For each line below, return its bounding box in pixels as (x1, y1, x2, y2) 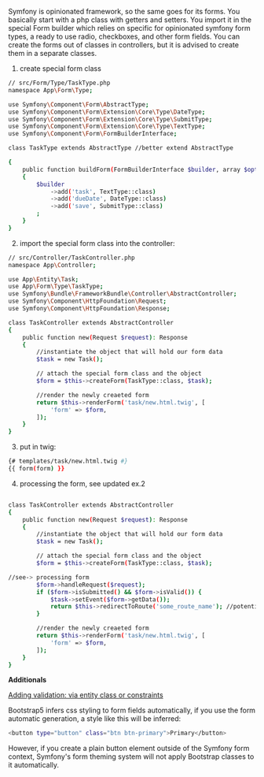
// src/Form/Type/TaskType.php (8, 79, 111, 87)
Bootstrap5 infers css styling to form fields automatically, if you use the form (8, 705, 256, 716)
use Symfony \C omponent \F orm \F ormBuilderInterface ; (8, 130, 178, 138)
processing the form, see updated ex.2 (19, 478, 145, 488)
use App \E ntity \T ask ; (8, 275, 79, 283)
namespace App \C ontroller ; (8, 261, 97, 269)
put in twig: (19, 442, 57, 452)
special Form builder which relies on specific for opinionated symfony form (8, 24, 251, 32)
